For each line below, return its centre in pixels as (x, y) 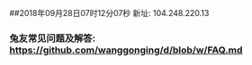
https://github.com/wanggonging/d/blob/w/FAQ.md (126, 50)
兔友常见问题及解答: (53, 38)
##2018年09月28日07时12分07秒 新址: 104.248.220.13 (109, 13)
